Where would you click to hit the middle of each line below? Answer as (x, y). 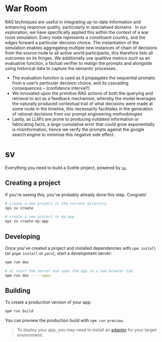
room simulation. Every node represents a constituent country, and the (75, 37)
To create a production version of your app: (48, 302)
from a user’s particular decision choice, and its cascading (70, 83)
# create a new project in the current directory (56, 204)
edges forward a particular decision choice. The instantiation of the (72, 42)
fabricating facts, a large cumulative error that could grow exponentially (83, 124)
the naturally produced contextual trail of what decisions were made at (82, 103)
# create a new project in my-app (40, 217)
